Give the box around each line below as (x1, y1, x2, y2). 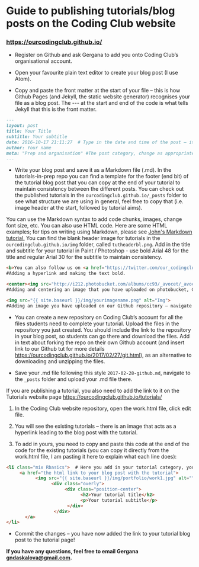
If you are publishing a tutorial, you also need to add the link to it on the (6, 387, 179, 394)
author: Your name (6, 145, 52, 150)
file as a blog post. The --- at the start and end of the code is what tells (14, 100, 188, 107)
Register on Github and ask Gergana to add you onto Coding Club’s (14, 52, 179, 59)
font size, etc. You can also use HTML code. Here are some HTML (6, 222, 168, 229)
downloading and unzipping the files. (14, 357, 105, 365)
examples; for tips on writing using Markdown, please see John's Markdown (6, 228, 192, 235)
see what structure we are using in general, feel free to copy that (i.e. (14, 198, 184, 205)
